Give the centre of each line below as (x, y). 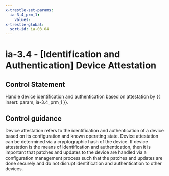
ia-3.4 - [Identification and (63, 55)
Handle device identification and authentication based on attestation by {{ (83, 97)
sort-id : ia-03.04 (30, 29)
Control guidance (34, 118)
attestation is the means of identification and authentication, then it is (78, 147)
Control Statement (35, 84)
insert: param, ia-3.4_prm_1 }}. (37, 102)
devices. (14, 169)
